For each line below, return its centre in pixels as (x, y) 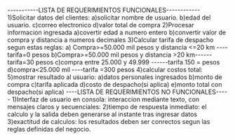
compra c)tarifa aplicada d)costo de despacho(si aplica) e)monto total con (115, 84)
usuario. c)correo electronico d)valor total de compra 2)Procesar (101, 25)
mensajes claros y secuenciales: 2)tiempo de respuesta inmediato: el (107, 107)
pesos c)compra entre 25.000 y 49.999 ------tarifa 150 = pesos (128, 62)
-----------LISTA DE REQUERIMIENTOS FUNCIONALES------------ (104, 10)
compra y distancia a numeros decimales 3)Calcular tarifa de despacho (110, 40)
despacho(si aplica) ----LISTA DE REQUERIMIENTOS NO (89, 92)
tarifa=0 (19, 55)
